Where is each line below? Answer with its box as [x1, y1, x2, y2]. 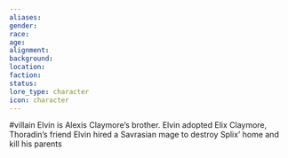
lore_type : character [9, 87, 90, 96]
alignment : [9, 46, 50, 55]
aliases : [9, 12, 42, 22]
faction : [9, 71, 42, 80]
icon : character [9, 95, 69, 105]
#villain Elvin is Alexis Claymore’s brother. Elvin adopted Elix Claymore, [9, 120, 268, 130]
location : [9, 63, 46, 72]
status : [9, 79, 38, 88]
